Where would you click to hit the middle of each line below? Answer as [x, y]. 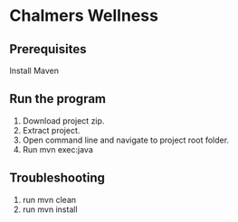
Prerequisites [48, 49]
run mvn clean [49, 199]
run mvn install [50, 209]
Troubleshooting [57, 178]
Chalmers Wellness [84, 16]
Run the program [58, 99]
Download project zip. [63, 120]
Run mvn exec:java [57, 149]
